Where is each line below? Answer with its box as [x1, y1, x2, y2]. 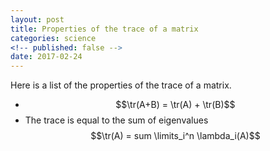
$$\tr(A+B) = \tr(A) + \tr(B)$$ [115, 99, 236, 111]
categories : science [10, 33, 97, 43]
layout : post [10, 14, 65, 25]
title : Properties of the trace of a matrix [10, 24, 199, 34]
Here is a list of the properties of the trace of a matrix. [10, 79, 232, 91]
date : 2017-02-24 [10, 52, 83, 62]
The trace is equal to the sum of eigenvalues [24, 114, 209, 126]
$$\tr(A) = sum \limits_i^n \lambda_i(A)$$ [90, 130, 261, 142]
